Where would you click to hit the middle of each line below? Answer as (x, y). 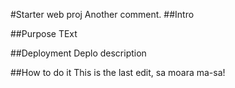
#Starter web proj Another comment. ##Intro (102, 14)
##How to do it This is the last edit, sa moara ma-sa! (118, 72)
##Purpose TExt (44, 33)
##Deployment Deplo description (78, 53)
